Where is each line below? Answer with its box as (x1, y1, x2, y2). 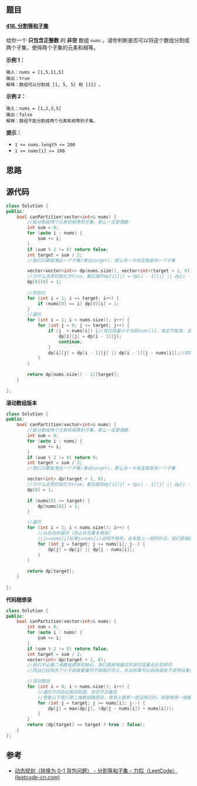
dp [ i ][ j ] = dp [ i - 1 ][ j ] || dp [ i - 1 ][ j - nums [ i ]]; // (47, 350, 185, 356)
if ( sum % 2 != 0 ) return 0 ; (27, 454, 98, 461)
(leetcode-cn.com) (14, 774, 60, 781)
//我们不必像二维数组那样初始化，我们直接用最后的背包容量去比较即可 (27, 662, 172, 668)
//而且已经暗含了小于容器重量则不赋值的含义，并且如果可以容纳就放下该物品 (27, 668, 185, 673)
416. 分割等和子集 (6, 22, 49, 29)
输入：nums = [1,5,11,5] (6, 69, 64, 75)
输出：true (6, 75, 30, 81)
